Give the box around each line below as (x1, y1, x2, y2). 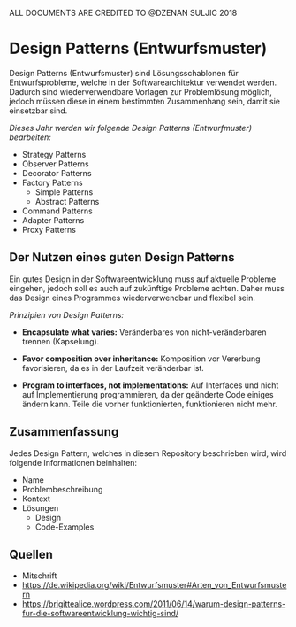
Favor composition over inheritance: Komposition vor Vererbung (21, 353, 261, 364)
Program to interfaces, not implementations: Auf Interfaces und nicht (21, 380, 279, 391)
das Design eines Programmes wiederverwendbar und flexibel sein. (9, 292, 256, 303)
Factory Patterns (21, 177, 83, 188)
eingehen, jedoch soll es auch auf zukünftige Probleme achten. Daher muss (9, 283, 285, 293)
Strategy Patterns (21, 149, 87, 159)
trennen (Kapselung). (21, 336, 100, 346)
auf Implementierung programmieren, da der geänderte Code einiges (21, 389, 274, 399)
